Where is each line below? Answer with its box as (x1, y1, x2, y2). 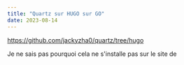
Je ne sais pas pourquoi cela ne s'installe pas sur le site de (7, 50, 177, 58)
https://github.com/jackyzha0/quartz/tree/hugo (7, 36, 144, 44)
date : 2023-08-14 (7, 17, 58, 24)
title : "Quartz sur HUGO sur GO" (7, 10, 105, 17)
